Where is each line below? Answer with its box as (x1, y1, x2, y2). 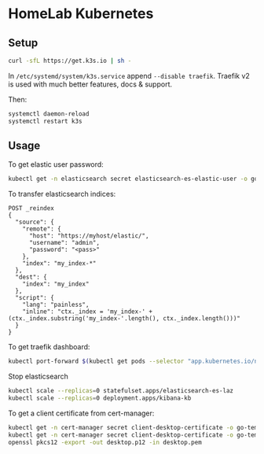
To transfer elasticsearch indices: (8, 190, 116, 199)
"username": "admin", (28, 239, 101, 247)
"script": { (15, 294, 55, 302)
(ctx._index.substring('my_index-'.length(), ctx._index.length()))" (8, 315, 241, 323)
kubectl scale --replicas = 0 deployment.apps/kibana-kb (8, 394, 192, 402)
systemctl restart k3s (8, 117, 82, 125)
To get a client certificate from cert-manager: (8, 408, 155, 418)
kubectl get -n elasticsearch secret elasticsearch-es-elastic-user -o (8, 175, 247, 183)
